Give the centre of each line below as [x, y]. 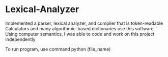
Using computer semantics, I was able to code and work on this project [80, 34]
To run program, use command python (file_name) [58, 49]
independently [20, 39]
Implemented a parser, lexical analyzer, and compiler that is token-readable [84, 23]
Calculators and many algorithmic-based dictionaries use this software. [80, 28]
